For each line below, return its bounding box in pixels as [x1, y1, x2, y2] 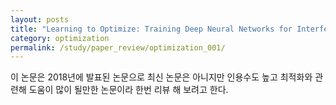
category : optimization [10, 33, 110, 43]
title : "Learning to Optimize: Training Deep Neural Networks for [10, 24, 293, 34]
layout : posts [10, 14, 70, 25]
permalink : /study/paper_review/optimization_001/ [10, 42, 226, 53]
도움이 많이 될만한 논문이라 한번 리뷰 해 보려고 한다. [28, 84, 229, 96]
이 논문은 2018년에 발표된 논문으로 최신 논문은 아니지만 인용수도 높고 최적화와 [10, 71, 313, 83]
